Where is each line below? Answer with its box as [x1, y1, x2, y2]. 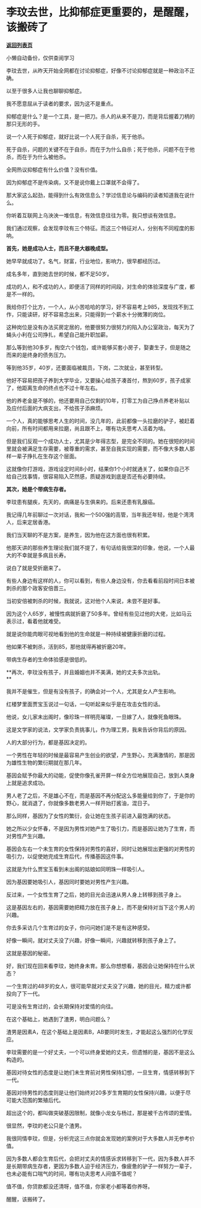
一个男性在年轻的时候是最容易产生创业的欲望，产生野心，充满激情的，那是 [6, 751, 190, 759]
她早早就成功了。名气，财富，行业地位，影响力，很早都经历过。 [6, 257, 163, 265]
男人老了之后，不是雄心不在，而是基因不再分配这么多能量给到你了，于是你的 [6, 792, 195, 799]
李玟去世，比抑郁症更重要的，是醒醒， [6, 5, 196, 19]
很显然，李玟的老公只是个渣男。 [6, 1122, 85, 1129]
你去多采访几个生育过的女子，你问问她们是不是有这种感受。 [6, 924, 153, 931]
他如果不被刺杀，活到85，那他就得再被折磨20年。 [6, 643, 130, 650]
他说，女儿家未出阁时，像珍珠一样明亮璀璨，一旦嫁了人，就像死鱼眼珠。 [6, 713, 184, 720]
